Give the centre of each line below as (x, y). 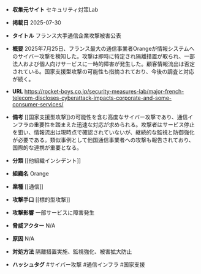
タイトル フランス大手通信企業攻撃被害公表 (66, 35)
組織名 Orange (30, 173)
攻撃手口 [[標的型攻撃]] (41, 199)
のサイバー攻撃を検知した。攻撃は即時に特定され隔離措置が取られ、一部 (103, 56)
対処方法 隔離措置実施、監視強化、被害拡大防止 (72, 251)
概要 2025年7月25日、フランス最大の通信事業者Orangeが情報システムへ (103, 49)
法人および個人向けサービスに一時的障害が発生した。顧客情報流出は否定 (103, 64)
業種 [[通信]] (28, 187)
